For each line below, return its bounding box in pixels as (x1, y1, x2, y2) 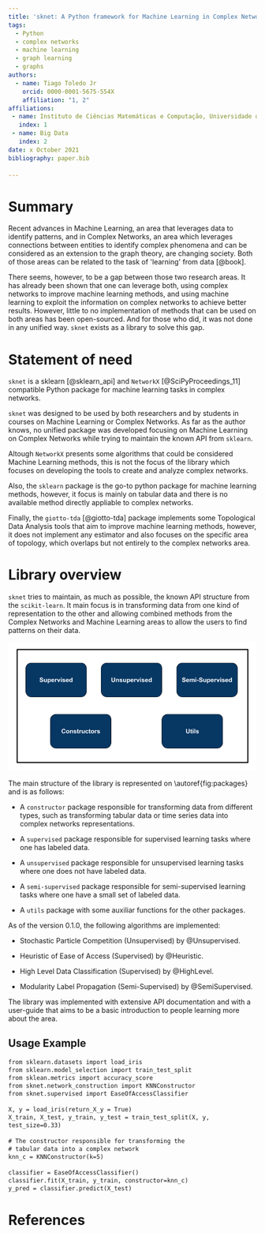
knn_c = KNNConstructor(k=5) (8, 1153, 104, 1161)
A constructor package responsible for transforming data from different (19, 802, 253, 811)
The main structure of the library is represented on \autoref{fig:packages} (8, 778, 248, 788)
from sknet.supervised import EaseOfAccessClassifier (8, 1090, 189, 1098)
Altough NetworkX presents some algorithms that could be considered (8, 449, 233, 459)
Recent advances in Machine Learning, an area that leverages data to (8, 223, 234, 233)
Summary (8, 197, 73, 215)
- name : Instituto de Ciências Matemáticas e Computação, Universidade (11, 113, 252, 121)
